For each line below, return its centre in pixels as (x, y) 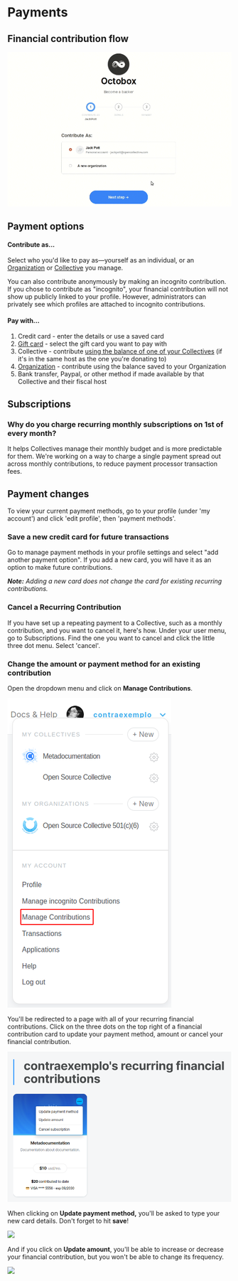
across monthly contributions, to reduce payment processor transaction (113, 464)
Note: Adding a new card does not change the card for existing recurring (115, 581)
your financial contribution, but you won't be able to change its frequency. (115, 1257)
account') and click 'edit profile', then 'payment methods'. (92, 518)
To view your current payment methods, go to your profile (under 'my (109, 511)
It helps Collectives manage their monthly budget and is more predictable (115, 449)
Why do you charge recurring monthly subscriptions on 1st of (115, 424)
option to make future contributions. (60, 568)
